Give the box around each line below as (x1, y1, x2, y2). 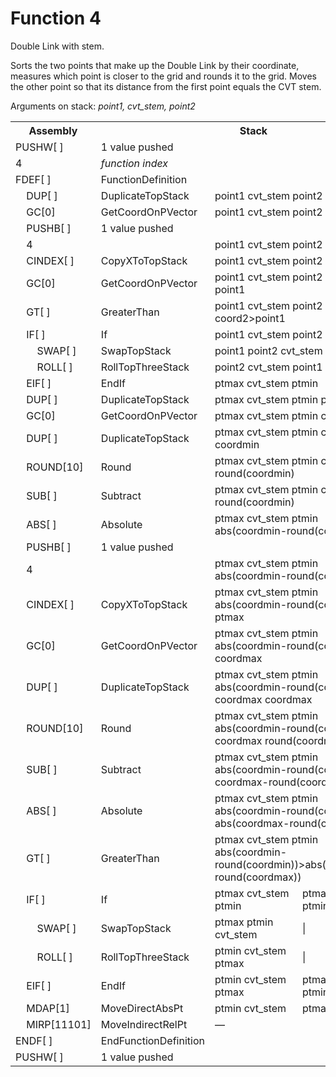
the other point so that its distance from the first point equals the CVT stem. (10, 80, 322, 92)
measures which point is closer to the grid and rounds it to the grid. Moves (10, 70, 317, 82)
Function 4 (10, 7, 102, 30)
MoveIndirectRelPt (100, 1017, 188, 1031)
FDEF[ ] (15, 172, 52, 186)
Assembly (28, 123, 78, 137)
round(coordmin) (214, 466, 295, 480)
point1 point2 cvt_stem (214, 343, 323, 357)
